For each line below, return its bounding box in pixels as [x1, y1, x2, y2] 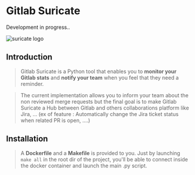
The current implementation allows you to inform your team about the [20, 91, 189, 98]
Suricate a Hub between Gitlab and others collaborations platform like [20, 104, 189, 111]
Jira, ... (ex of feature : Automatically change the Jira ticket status [20, 110, 179, 117]
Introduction [6, 52, 53, 62]
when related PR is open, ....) [20, 117, 90, 124]
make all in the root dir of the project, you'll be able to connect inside [20, 156, 189, 163]
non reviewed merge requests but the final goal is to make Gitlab [20, 98, 177, 105]
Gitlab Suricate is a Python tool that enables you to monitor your [20, 68, 177, 75]
